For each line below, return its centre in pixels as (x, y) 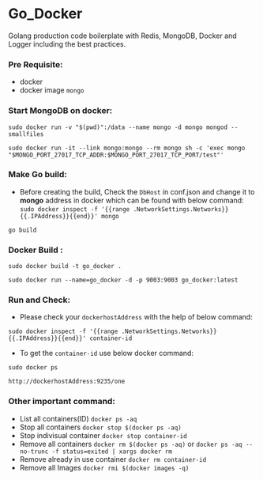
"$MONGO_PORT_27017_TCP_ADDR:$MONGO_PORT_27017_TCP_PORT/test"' (116, 155)
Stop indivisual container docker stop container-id (103, 435)
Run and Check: (39, 300)
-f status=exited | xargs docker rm (112, 452)
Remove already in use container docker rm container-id (113, 459)
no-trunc (34, 452)
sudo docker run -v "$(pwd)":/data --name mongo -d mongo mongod (118, 127)
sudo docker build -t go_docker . (65, 266)
